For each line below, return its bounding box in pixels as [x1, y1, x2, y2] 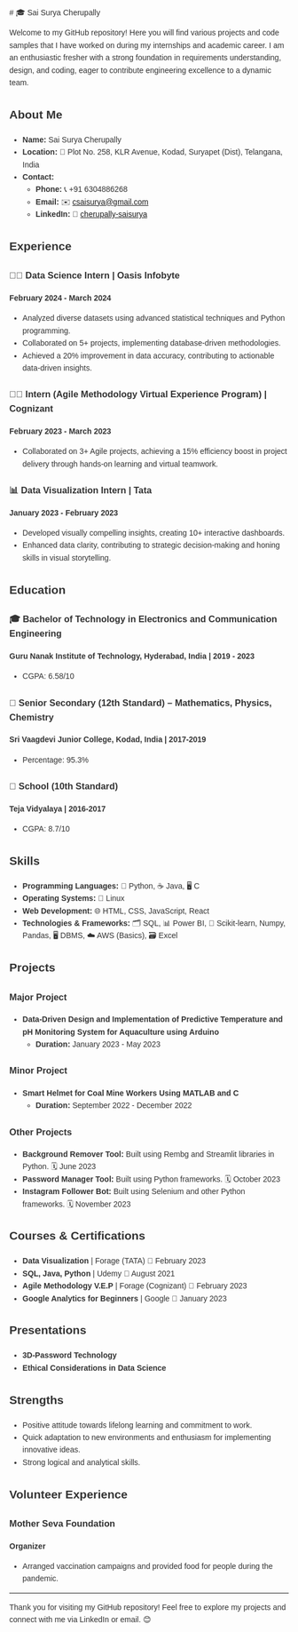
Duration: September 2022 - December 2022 [35, 1101, 192, 1111]
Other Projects [9, 1126, 73, 1137]
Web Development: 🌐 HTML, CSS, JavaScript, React [21, 905, 210, 916]
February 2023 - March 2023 [9, 426, 112, 436]
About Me [9, 107, 63, 121]
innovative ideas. [21, 1445, 82, 1455]
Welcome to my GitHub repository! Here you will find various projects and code [9, 28, 279, 38]
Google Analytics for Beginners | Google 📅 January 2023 [21, 1294, 228, 1303]
